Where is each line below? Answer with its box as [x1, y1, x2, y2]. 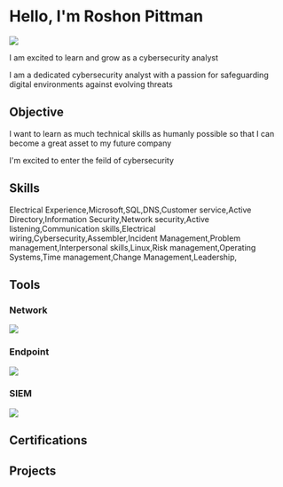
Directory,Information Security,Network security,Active [9, 213, 210, 224]
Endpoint [9, 346, 50, 358]
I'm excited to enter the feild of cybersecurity [9, 155, 175, 165]
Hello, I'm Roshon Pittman [9, 6, 204, 27]
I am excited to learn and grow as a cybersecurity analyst [9, 52, 219, 63]
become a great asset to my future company [9, 138, 172, 148]
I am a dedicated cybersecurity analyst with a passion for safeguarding [9, 69, 269, 80]
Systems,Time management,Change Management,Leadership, [9, 251, 238, 262]
